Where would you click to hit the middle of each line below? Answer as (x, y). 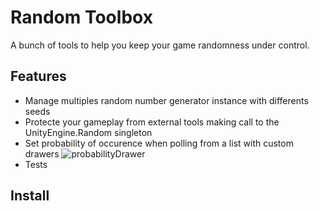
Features (38, 76)
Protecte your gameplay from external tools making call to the (152, 122)
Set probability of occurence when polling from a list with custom (159, 143)
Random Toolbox (81, 17)
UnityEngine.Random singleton (88, 132)
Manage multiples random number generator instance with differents (166, 100)
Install (30, 196)
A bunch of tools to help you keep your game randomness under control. (160, 45)
